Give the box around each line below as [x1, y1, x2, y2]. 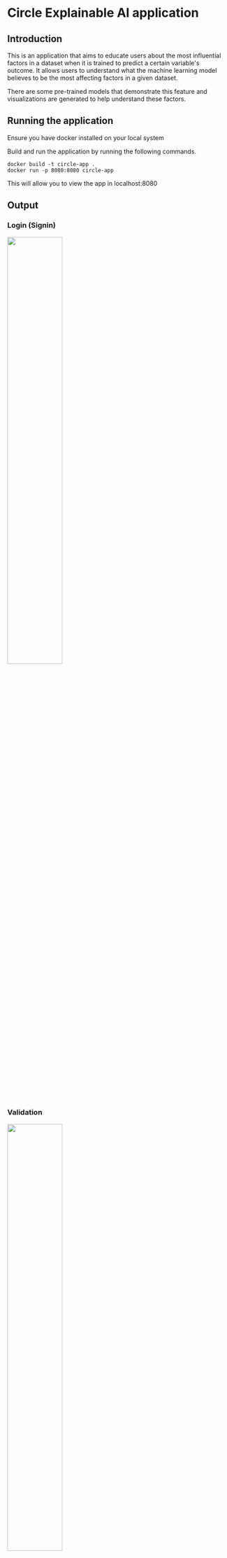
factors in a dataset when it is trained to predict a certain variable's [7, 59, 200, 67]
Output [7, 200, 38, 212]
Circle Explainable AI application [7, 5, 199, 21]
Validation [7, 1108, 43, 1117]
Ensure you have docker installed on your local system [7, 133, 164, 142]
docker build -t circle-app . [7, 160, 96, 167]
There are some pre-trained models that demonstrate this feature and [7, 88, 207, 95]
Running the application [7, 115, 114, 127]
